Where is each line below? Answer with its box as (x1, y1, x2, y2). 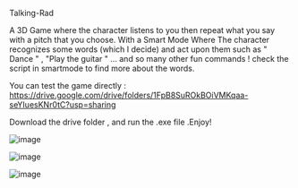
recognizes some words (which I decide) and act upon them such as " (9, 44, 268, 55)
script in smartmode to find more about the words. (9, 63, 195, 73)
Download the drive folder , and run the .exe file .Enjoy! (9, 116, 212, 127)
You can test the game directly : (9, 81, 127, 90)
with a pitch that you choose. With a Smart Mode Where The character (9, 35, 270, 45)
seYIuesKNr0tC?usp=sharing (9, 99, 116, 110)
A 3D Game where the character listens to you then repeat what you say (9, 25, 276, 35)
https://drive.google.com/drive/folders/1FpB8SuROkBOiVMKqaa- (9, 90, 249, 100)
